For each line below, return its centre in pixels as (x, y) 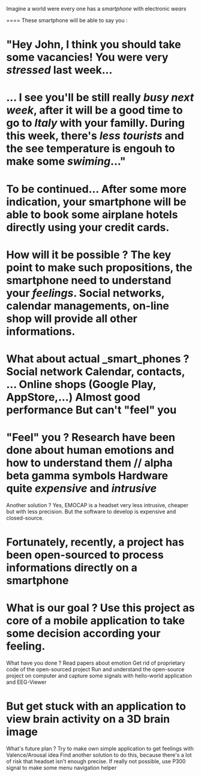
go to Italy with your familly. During (95, 123)
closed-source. (25, 518)
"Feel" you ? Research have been (91, 437)
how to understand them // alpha (89, 463)
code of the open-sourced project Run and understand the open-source (95, 669)
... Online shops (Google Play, (81, 384)
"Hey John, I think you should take (94, 45)
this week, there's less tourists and (95, 136)
